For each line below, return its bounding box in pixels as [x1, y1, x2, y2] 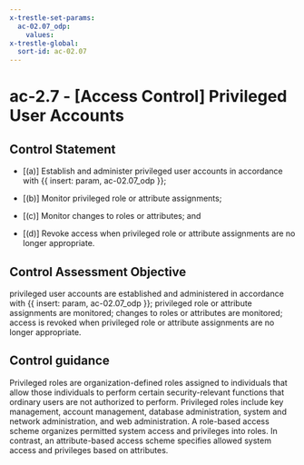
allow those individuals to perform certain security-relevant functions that [9, 387, 285, 398]
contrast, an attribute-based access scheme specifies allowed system [9, 435, 272, 446]
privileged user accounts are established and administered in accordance [9, 288, 284, 299]
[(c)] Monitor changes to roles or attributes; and [22, 211, 201, 222]
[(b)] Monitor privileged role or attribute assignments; [22, 193, 222, 204]
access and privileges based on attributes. [9, 444, 169, 455]
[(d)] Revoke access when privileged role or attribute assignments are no [22, 228, 296, 239]
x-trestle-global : [9, 38, 79, 48]
